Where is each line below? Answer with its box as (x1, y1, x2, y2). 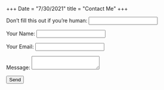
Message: (6, 64, 31, 71)
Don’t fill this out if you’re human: (6, 17, 88, 24)
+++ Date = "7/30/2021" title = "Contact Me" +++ (6, 5, 128, 12)
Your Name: (6, 30, 36, 37)
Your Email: (6, 43, 34, 50)
